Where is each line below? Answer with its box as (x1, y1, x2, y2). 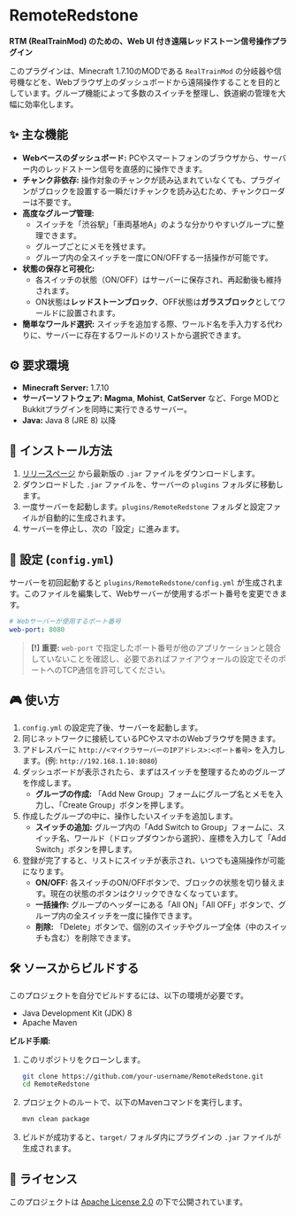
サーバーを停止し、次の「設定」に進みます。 (21, 523, 185, 534)
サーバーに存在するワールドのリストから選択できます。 (45, 329, 246, 340)
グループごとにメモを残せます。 (34, 241, 151, 252)
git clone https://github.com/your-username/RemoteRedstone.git (21, 1072, 264, 1080)
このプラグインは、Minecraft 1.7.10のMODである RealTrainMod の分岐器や (9, 66, 274, 76)
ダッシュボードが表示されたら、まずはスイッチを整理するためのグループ (21, 766, 285, 777)
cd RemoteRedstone (21, 1080, 90, 1089)
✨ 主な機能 (9, 128, 69, 143)
